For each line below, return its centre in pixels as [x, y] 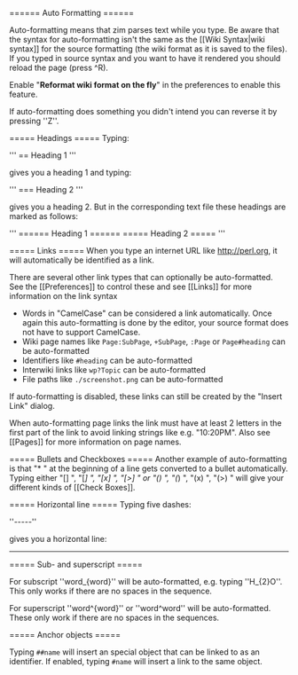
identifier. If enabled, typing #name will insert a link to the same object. [136, 661]
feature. [24, 94]
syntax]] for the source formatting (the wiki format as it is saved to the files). [149, 49]
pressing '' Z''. [34, 121]
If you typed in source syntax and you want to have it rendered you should [145, 58]
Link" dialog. [32, 406]
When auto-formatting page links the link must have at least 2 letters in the [145, 423]
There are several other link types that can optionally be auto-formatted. [141, 277]
